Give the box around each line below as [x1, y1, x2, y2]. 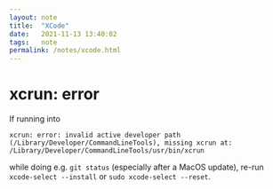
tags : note [9, 37, 58, 47]
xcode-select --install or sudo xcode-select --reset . [9, 171, 212, 182]
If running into [9, 114, 60, 124]
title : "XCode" [9, 21, 69, 30]
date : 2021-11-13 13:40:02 [9, 29, 117, 38]
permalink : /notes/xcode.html [9, 46, 122, 55]
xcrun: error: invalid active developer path [9, 130, 181, 140]
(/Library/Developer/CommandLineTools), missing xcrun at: [9, 138, 233, 147]
